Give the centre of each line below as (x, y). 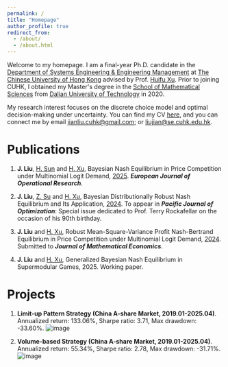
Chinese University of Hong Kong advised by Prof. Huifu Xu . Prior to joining (113, 79)
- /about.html (33, 45)
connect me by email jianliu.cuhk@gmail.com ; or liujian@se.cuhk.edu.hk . (110, 122)
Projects (31, 295)
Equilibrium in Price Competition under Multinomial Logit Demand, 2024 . (119, 239)
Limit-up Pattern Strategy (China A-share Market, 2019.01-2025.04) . (117, 313)
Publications (43, 150)
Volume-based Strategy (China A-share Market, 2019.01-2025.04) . (114, 341)
